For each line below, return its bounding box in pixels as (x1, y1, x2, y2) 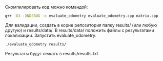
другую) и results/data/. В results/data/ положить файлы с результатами (5, 27, 155, 33)
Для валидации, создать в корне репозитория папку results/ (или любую (5, 22, 157, 28)
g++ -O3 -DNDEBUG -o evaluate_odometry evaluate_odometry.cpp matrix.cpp (5, 14, 159, 18)
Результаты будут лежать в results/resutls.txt (5, 50, 99, 56)
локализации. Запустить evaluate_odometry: (5, 32, 97, 38)
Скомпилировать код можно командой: (5, 4, 88, 10)
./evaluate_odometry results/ (5, 42, 67, 46)
